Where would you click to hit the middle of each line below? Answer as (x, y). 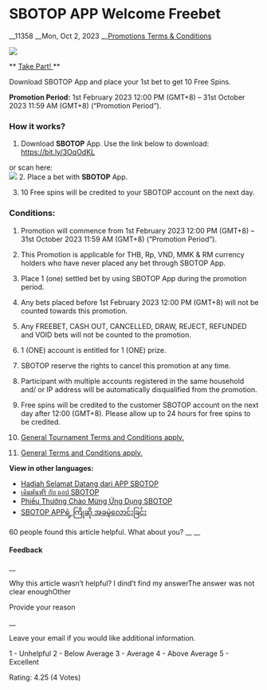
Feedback (26, 550)
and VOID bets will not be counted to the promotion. (106, 335)
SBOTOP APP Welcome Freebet (115, 14)
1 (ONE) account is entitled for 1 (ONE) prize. (93, 350)
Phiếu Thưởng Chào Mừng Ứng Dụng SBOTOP (96, 501)
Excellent (24, 661)
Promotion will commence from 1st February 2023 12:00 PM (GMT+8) (135, 230)
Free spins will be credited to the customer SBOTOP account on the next (139, 405)
